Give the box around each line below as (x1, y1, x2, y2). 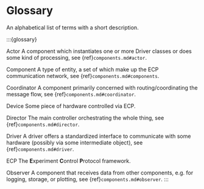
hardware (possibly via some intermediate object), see (6, 138, 143, 146)
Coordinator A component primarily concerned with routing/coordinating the (6, 84, 198, 91)
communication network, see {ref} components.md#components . (6, 72, 160, 79)
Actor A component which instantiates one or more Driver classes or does (6, 47, 192, 55)
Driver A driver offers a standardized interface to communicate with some (6, 132, 191, 140)
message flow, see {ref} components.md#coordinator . (6, 90, 136, 98)
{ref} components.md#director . (6, 120, 80, 128)
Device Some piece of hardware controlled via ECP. (6, 102, 136, 110)
